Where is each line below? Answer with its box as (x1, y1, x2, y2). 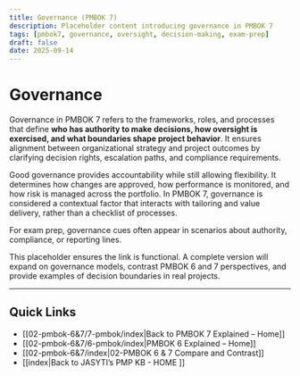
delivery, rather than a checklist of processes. (9, 207, 178, 219)
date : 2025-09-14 (9, 46, 74, 55)
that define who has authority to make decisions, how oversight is (9, 124, 258, 135)
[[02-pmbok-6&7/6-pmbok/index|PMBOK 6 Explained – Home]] (21, 338, 256, 348)
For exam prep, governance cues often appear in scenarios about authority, (9, 225, 287, 236)
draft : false (9, 38, 58, 47)
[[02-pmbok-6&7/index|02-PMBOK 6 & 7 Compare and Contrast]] (21, 347, 265, 358)
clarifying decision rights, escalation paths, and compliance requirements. (9, 153, 281, 163)
